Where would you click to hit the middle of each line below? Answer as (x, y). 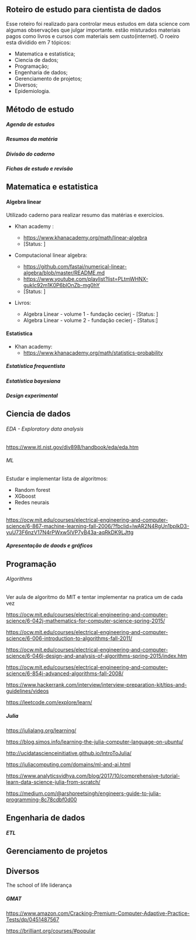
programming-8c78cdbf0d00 (42, 800)
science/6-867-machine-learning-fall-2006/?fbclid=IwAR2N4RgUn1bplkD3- (98, 526)
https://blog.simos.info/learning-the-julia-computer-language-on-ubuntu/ (95, 742)
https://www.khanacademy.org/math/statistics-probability (93, 353)
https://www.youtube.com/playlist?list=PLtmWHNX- (86, 279)
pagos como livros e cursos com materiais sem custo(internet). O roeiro (93, 36)
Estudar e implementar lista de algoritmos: (57, 478)
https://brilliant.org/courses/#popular (51, 931)
